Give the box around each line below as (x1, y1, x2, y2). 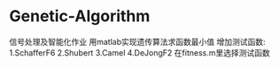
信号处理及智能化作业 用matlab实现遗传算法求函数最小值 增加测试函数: (9, 36, 266, 47)
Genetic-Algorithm (9, 6, 151, 26)
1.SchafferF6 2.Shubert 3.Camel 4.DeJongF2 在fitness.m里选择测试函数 (9, 47, 270, 58)
